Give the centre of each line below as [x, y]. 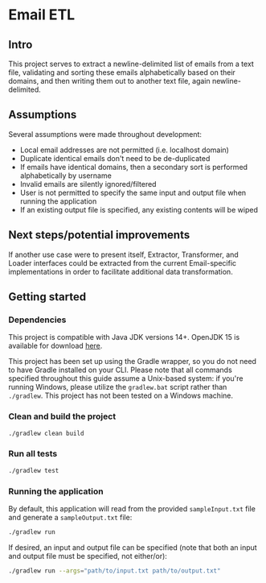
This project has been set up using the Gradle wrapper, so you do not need [133, 362]
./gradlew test [34, 470]
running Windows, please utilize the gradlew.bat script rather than [118, 387]
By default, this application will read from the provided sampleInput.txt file [132, 508]
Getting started [47, 297]
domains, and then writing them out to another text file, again [109, 81]
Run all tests [33, 454]
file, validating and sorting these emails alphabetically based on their [122, 72]
